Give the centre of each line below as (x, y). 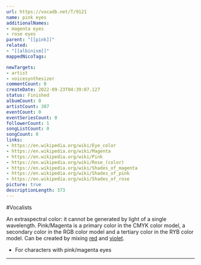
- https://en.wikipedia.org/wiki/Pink (54, 157)
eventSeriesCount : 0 (32, 118)
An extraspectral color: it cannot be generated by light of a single (86, 219)
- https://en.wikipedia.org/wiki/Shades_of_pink (68, 174)
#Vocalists (19, 207)
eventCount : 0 (24, 112)
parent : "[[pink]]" (31, 40)
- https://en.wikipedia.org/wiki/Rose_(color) (65, 162)
